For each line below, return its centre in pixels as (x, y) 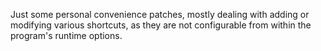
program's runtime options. (66, 35)
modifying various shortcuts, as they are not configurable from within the (161, 25)
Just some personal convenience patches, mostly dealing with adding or (160, 14)
